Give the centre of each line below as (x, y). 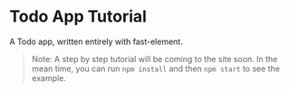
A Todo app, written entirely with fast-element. (96, 41)
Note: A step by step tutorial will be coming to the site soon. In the (154, 59)
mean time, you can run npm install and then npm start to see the (156, 68)
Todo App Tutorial (78, 17)
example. (48, 77)
